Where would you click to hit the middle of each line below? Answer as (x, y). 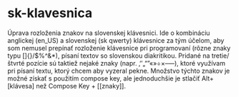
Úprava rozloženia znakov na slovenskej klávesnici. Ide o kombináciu (109, 33)
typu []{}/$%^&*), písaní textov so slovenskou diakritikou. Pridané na (109, 56)
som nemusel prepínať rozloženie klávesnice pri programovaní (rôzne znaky (119, 48)
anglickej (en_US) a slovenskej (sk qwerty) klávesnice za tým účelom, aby (116, 40)
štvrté (16, 63)
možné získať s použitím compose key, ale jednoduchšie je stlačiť (104, 78)
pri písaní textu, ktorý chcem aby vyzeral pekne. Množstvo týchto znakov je (119, 71)
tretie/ (220, 56)
